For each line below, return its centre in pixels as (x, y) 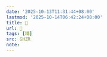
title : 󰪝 (17, 23)
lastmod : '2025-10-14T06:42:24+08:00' (54, 17)
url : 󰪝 (14, 28)
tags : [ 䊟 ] (19, 34)
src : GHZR (19, 39)
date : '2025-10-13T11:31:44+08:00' (51, 12)
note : (13, 45)
